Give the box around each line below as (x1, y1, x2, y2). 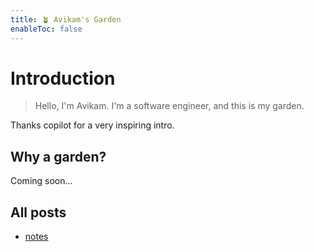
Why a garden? (10, 148, 107, 165)
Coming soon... (10, 175, 73, 187)
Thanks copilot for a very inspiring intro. (10, 119, 175, 131)
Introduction (10, 67, 116, 90)
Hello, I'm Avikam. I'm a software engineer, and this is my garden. (34, 100, 305, 112)
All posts (10, 204, 67, 221)
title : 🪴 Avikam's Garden (10, 14, 122, 25)
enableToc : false (10, 24, 83, 34)
